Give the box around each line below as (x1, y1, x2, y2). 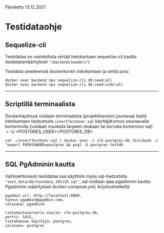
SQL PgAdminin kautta (5, 160, 75, 168)
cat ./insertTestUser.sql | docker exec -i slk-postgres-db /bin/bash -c (5, 138, 159, 143)
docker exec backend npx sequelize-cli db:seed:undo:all (5, 82, 123, 87)
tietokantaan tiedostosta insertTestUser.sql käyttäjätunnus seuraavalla (5, 118, 149, 124)
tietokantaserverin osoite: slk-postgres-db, (5, 210, 99, 215)
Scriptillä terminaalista (5, 100, 76, 108)
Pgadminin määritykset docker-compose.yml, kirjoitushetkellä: (5, 184, 131, 189)
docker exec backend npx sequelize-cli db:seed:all (5, 78, 112, 83)
